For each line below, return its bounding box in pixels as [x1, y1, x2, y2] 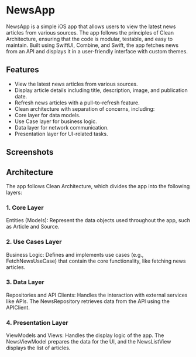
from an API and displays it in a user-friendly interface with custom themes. [6, 47, 188, 55]
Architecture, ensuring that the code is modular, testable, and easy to [6, 35, 173, 42]
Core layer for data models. [14, 111, 81, 118]
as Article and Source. [6, 223, 60, 230]
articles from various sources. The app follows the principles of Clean [6, 29, 174, 36]
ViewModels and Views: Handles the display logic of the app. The [6, 332, 164, 339]
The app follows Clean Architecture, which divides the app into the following [6, 182, 190, 189]
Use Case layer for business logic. [14, 118, 98, 125]
